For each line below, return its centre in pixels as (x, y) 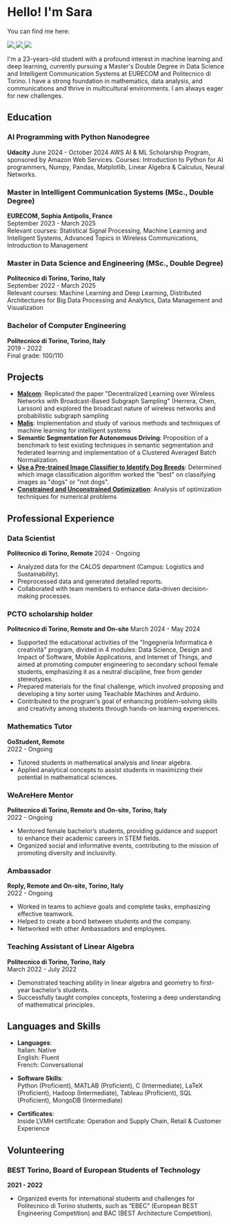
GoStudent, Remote (36, 742)
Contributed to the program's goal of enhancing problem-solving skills (117, 701)
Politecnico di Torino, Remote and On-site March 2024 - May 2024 (104, 629)
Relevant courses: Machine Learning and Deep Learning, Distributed (104, 293)
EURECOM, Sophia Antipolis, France (60, 216)
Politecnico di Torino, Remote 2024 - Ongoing (73, 554)
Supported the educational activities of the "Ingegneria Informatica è (114, 642)
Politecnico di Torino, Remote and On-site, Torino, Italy (87, 810)
